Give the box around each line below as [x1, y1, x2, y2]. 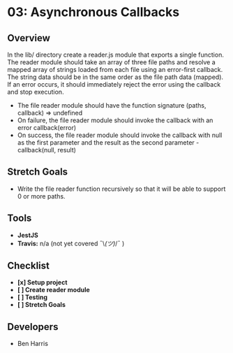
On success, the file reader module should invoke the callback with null [17, 131, 223, 139]
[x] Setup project [17, 278, 68, 287]
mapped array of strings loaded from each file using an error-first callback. [7, 66, 223, 73]
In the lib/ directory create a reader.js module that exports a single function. [7, 50, 225, 59]
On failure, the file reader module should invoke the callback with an [17, 116, 213, 124]
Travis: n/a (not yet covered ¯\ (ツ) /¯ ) [17, 239, 125, 247]
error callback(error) [17, 124, 77, 131]
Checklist [7, 260, 50, 272]
